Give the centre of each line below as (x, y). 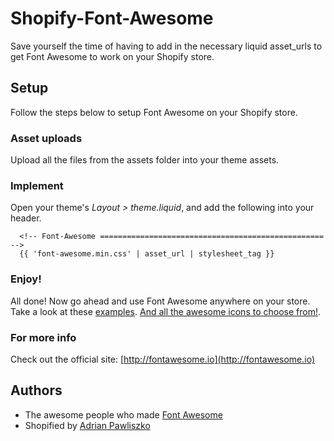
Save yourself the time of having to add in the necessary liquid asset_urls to (166, 46)
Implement (37, 185)
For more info (43, 337)
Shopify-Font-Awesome (112, 18)
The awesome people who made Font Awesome (123, 414)
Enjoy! (26, 279)
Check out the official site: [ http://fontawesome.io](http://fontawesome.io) (163, 359)
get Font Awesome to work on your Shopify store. (112, 56)
